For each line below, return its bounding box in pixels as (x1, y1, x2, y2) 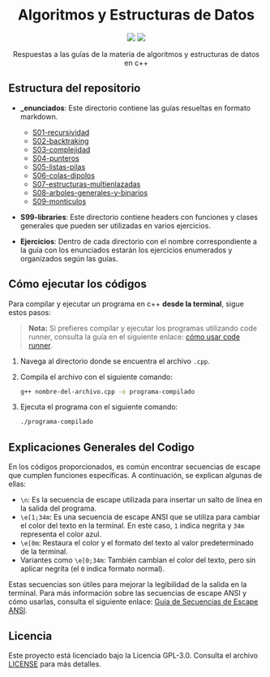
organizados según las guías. (19, 253, 118, 263)
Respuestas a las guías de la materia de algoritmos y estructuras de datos (12, 49, 259, 58)
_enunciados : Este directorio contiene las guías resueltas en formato (19, 103, 251, 113)
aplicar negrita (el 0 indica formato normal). (19, 564, 165, 574)
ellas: (8, 479, 27, 489)
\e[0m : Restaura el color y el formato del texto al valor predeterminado (19, 538, 254, 548)
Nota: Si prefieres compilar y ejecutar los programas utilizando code (28, 323, 258, 333)
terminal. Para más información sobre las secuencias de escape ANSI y (8, 589, 247, 598)
